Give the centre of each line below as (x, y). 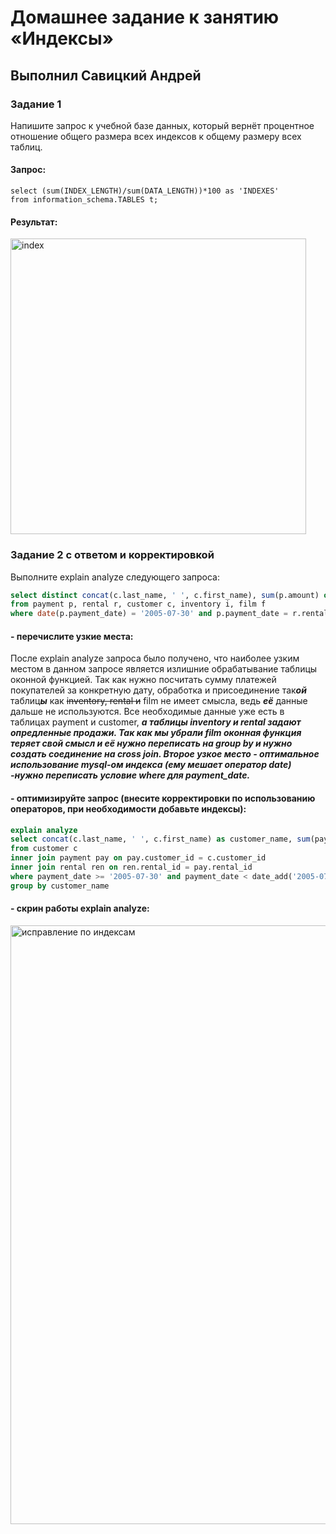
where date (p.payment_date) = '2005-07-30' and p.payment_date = (149, 614)
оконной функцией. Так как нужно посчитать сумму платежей (143, 680)
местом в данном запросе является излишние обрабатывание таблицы (164, 669)
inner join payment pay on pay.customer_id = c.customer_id (138, 858)
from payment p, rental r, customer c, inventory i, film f (138, 604)
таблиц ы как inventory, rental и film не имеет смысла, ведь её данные (159, 701)
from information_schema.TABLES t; (84, 200)
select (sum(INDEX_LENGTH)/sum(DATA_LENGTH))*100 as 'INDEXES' (145, 191)
